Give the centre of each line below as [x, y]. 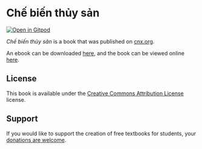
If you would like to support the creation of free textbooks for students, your [101, 133]
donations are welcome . [36, 140]
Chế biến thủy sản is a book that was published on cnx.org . [80, 41]
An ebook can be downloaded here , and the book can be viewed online [96, 53]
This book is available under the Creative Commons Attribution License [95, 93]
